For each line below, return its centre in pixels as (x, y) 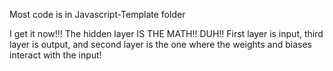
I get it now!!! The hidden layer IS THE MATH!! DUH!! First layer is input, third (166, 33)
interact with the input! (55, 55)
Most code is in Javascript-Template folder (97, 14)
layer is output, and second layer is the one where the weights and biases (160, 44)
